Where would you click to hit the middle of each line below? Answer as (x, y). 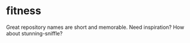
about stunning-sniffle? (35, 33)
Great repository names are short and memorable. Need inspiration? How (95, 27)
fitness (24, 11)
